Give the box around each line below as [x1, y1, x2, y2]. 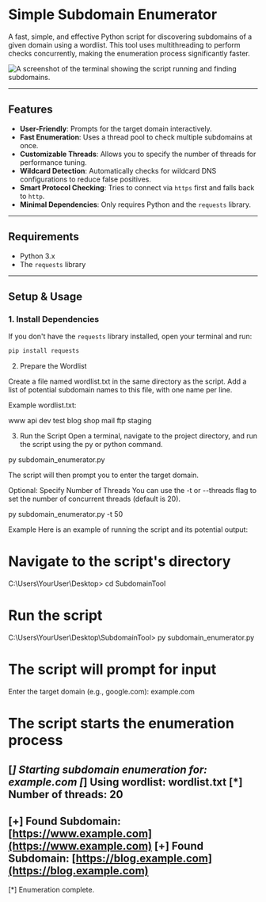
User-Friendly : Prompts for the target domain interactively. [19, 124, 212, 133]
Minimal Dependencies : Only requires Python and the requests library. [19, 200, 252, 209]
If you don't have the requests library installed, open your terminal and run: [8, 331, 253, 342]
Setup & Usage [8, 289, 83, 303]
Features [8, 103, 53, 117]
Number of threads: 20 [8, 787, 123, 801]
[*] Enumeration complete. [8, 885, 95, 895]
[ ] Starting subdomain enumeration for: [8, 762, 207, 776]
